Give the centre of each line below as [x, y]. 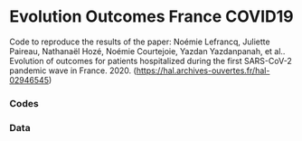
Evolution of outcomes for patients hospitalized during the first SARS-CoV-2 [151, 61]
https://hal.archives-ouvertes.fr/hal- [203, 70]
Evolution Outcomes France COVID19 [151, 17]
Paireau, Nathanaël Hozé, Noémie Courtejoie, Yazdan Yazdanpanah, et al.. [147, 51]
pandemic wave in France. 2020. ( [73, 70]
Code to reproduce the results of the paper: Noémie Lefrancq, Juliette [140, 42]
